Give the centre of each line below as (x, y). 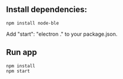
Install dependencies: (46, 10)
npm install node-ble (33, 23)
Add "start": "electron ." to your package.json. (62, 34)
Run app (21, 52)
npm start (18, 71)
